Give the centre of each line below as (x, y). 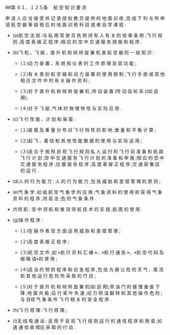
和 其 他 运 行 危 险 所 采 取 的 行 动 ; (58, 276)
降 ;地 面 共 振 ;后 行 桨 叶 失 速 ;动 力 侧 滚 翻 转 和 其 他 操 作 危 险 (90, 293)
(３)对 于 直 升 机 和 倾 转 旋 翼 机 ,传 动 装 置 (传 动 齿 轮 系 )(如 (86, 91)
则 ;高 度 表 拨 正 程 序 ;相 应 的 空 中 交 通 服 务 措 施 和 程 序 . (77, 42)
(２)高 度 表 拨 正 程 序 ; (45, 242)
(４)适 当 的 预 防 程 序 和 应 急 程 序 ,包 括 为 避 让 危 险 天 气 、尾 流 (92, 270)
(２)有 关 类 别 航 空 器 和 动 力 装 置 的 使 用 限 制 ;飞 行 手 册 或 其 (90, 74)
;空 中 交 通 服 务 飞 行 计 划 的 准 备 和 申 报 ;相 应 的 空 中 (104, 158)
